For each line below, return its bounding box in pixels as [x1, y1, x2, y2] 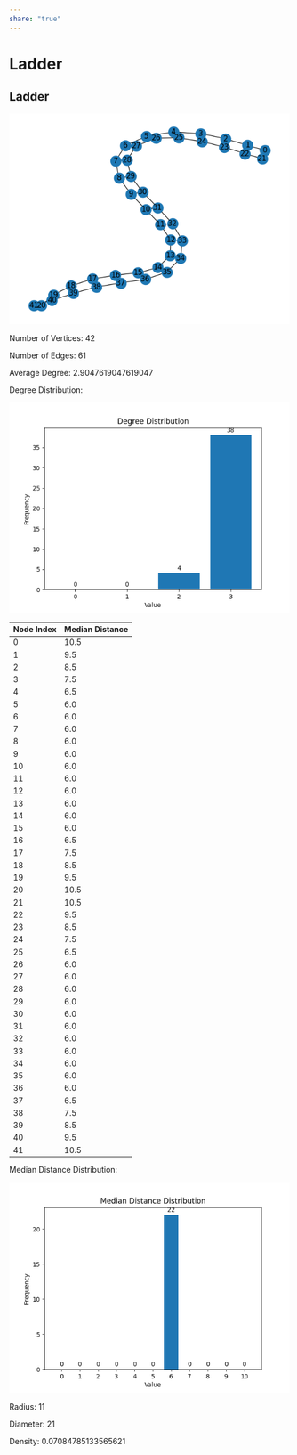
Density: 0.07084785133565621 [9, 1436, 126, 1447]
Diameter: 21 [9, 1418, 55, 1429]
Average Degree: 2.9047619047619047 [9, 367, 154, 378]
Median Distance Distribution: [9, 1165, 118, 1175]
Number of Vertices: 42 [9, 332, 96, 343]
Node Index [12, 624, 57, 635]
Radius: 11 [9, 1402, 45, 1412]
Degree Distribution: [9, 384, 83, 395]
